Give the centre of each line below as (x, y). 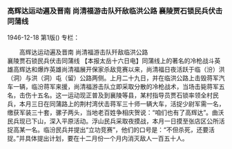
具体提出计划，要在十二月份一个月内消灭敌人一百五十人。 (107, 139)
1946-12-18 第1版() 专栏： (43, 38)
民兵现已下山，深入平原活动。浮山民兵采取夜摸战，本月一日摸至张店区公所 (113, 121)
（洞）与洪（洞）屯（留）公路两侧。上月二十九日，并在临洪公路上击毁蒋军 (113, 78)
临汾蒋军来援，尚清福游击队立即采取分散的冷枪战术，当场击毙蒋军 (125, 87)
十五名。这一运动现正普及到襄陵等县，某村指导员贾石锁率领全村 (122, 95)
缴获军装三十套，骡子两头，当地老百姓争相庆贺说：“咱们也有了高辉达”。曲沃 (116, 112)
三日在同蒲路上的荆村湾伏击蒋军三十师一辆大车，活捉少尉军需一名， (128, 104)
